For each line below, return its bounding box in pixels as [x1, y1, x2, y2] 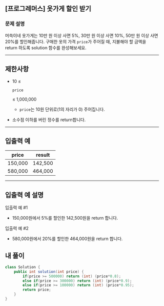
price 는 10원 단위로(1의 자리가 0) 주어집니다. [19, 106, 105, 112]
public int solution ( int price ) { [14, 269, 84, 274]
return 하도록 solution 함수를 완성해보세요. [5, 44, 87, 50]
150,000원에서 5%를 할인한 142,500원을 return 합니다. [12, 215, 118, 221]
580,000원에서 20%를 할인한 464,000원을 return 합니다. [12, 236, 123, 242]
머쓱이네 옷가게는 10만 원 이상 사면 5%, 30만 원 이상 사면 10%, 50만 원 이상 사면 [5, 32, 159, 38]
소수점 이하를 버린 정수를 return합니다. [12, 117, 86, 122]
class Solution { [5, 265, 41, 269]
